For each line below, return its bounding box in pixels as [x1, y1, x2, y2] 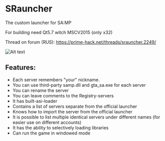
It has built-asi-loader [12, 98, 58, 104]
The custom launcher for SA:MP [5, 20, 72, 26]
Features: [5, 63, 36, 72]
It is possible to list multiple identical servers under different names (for [12, 114, 160, 120]
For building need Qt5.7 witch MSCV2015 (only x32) [5, 29, 113, 35]
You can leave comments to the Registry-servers [12, 92, 114, 98]
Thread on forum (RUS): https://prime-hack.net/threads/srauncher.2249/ [5, 39, 156, 45]
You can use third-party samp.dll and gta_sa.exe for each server [12, 82, 146, 88]
